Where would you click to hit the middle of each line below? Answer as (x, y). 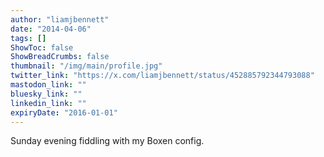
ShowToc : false (42, 47)
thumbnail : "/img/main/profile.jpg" (86, 66)
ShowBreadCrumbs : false (60, 57)
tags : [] (28, 38)
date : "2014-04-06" (51, 29)
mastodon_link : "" (48, 85)
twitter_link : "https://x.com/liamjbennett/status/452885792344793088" (162, 76)
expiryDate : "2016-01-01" (64, 112)
